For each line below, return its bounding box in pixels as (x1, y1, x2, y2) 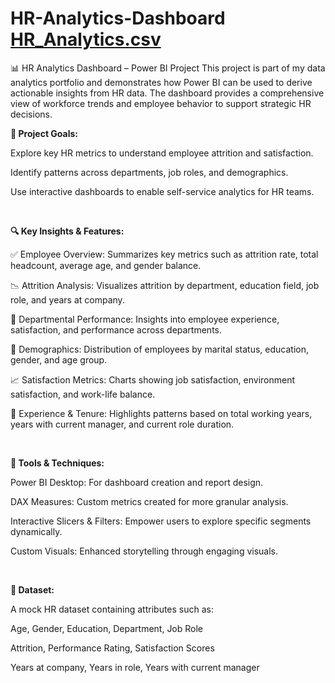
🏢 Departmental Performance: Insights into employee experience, (10, 313, 280, 325)
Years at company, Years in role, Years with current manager (10, 661, 260, 673)
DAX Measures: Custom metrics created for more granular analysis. (10, 495, 289, 507)
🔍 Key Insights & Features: (10, 225, 125, 237)
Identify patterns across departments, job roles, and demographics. (10, 166, 289, 178)
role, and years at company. (10, 293, 125, 306)
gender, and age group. (10, 353, 108, 366)
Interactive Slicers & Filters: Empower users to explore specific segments (10, 515, 312, 527)
